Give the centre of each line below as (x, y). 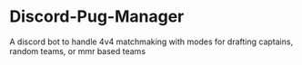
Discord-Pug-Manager (97, 17)
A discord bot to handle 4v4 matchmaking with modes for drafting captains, (151, 42)
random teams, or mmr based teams (78, 51)
